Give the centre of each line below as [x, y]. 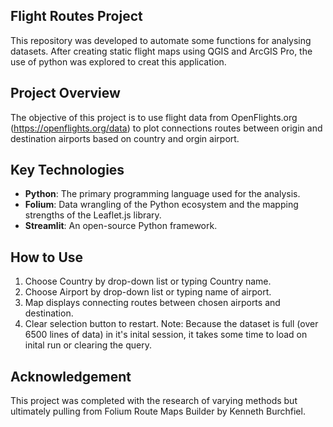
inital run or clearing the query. [88, 345]
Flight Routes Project [76, 16]
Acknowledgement [71, 376]
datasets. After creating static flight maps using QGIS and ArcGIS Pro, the [161, 51]
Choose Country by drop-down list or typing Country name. [148, 281]
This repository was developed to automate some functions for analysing [161, 40]
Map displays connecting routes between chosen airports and [152, 303]
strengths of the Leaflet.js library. [93, 215]
